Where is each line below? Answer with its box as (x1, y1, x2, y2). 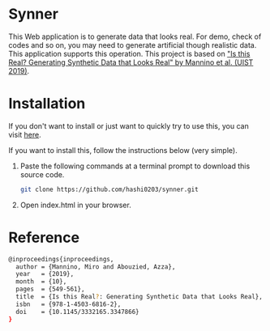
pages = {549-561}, (15, 285, 85, 294)
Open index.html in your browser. (19, 200, 131, 210)
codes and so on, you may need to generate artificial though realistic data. (8, 40, 257, 49)
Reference (8, 228, 79, 247)
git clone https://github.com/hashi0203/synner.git (19, 185, 199, 193)
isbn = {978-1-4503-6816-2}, (15, 300, 122, 308)
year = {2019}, (15, 270, 75, 278)
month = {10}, (15, 278, 67, 286)
